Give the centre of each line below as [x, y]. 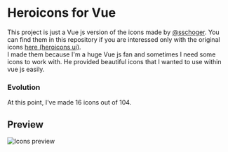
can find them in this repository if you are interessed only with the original [114, 39]
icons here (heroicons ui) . [45, 47]
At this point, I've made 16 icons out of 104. [69, 102]
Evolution [24, 87]
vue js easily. [26, 69]
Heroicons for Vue [62, 13]
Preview [26, 124]
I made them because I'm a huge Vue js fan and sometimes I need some [112, 54]
